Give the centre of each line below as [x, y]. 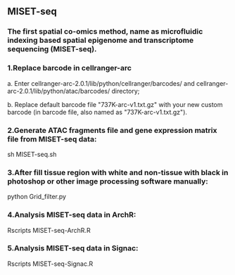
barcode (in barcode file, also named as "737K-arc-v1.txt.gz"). [97, 112]
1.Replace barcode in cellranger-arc [70, 68]
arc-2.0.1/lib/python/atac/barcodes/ [59, 91]
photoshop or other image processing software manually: [108, 181]
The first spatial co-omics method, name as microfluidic [105, 32]
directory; [126, 91]
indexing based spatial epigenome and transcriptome [101, 40]
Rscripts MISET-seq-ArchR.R [49, 230]
